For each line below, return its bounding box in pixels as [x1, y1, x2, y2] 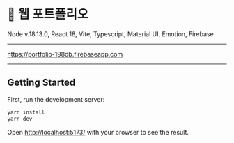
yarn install [7, 109, 45, 116]
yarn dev [7, 115, 33, 122]
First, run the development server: [7, 95, 105, 103]
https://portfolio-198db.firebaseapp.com [7, 50, 123, 58]
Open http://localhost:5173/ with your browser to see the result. [7, 128, 189, 136]
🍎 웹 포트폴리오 [7, 6, 89, 22]
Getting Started [7, 77, 76, 89]
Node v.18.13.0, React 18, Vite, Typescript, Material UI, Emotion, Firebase [7, 29, 214, 38]
